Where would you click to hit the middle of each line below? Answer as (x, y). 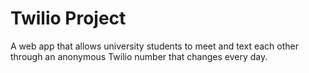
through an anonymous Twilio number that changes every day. (139, 56)
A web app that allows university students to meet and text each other (154, 46)
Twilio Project (68, 18)
